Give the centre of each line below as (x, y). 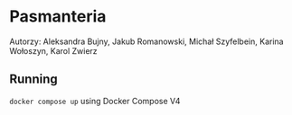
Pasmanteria (58, 17)
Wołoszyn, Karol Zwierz (53, 50)
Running (34, 80)
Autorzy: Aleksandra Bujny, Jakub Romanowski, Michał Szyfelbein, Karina (146, 41)
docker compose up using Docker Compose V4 (95, 101)
